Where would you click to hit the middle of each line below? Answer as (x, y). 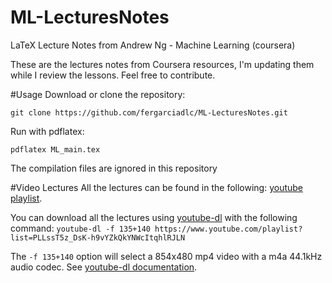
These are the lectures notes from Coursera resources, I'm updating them (162, 64)
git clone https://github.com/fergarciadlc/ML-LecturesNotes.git (149, 112)
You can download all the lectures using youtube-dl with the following (154, 217)
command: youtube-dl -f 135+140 (80, 228)
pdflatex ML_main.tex (55, 149)
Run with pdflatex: (47, 131)
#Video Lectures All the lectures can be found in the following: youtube (157, 187)
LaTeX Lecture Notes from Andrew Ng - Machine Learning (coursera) (153, 45)
